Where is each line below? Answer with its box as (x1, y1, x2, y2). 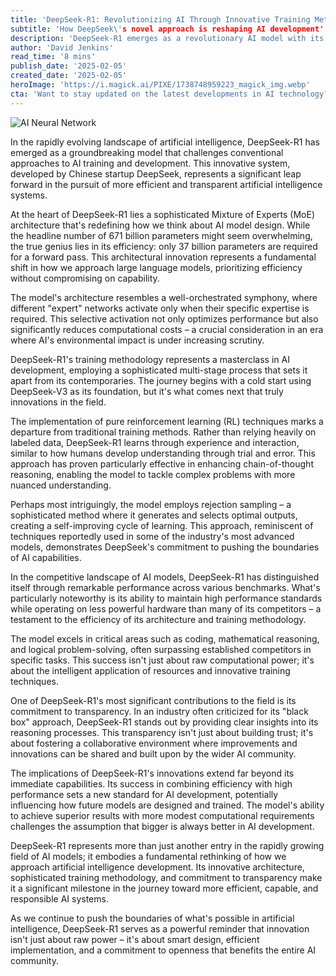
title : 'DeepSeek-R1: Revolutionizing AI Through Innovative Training (10, 14, 311, 25)
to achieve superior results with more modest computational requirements (10, 809, 315, 821)
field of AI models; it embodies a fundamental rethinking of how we (10, 850, 287, 862)
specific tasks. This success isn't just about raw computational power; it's (10, 654, 315, 666)
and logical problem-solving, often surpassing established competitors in (10, 643, 312, 655)
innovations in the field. (10, 396, 107, 408)
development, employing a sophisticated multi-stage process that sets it (10, 364, 308, 376)
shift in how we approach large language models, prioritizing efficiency (10, 261, 303, 273)
